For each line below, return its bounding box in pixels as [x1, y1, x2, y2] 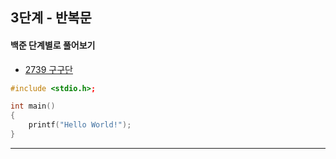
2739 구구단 [24, 63, 73, 75]
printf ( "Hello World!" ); [28, 120, 132, 130]
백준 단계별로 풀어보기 [10, 39, 96, 51]
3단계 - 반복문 [10, 9, 92, 27]
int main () [10, 101, 56, 112]
